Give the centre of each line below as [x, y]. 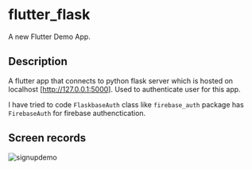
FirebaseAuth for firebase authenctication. [77, 113]
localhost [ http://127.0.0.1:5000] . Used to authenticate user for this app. [124, 89]
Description [38, 62]
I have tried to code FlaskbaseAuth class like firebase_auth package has [126, 104]
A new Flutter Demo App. [50, 37]
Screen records [47, 138]
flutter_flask [49, 15]
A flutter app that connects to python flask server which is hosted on [120, 80]
